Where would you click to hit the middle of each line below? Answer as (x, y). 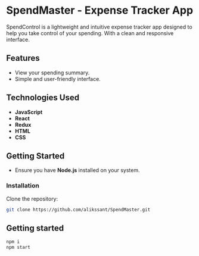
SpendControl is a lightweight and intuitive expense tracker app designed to (99, 27)
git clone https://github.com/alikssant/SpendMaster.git (78, 210)
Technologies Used (43, 98)
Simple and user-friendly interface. (58, 79)
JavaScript (29, 112)
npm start (18, 248)
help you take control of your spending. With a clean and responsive (90, 33)
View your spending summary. (52, 73)
